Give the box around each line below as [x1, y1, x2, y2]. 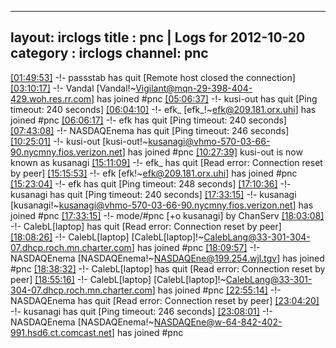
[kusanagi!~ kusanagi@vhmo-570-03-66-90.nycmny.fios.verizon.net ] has [10, 199, 314, 211]
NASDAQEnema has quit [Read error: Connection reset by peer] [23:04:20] [10, 294, 320, 306]
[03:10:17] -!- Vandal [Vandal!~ [10, 82, 137, 94]
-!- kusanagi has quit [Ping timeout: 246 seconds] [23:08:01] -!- [10, 305, 273, 317]
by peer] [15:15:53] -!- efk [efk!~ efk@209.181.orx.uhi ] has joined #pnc [10, 167, 298, 179]
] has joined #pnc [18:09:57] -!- [131, 241, 261, 253]
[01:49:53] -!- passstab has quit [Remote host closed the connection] [10, 71, 296, 83]
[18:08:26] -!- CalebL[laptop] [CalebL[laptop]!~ [10, 231, 205, 243]
